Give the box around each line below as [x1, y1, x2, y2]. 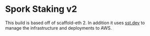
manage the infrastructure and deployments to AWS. [5, 25, 112, 31]
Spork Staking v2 [5, 3, 77, 15]
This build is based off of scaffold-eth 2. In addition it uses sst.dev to [5, 20, 145, 26]
